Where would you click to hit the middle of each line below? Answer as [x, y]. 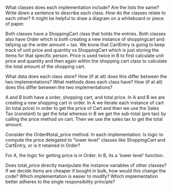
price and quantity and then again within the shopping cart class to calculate [86, 61]
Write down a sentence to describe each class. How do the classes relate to [85, 13]
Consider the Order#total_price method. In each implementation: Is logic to [84, 135]
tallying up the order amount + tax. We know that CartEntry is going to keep [85, 45]
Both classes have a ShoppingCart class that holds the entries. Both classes [85, 34]
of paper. [15, 24]
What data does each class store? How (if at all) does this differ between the [86, 76]
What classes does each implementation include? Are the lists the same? [82, 7]
